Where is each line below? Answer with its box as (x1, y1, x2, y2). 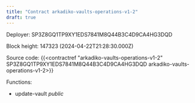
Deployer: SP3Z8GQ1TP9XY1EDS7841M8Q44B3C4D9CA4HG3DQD (6, 31, 173, 38)
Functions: (6, 78, 32, 86)
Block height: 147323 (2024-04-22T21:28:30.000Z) (6, 43, 134, 50)
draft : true (6, 14, 36, 20)
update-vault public (14, 90, 64, 97)
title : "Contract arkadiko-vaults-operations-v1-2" (6, 8, 138, 15)
